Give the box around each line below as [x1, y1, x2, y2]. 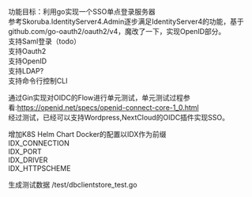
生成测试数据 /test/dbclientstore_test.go [8, 180, 137, 189]
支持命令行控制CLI [8, 76, 68, 85]
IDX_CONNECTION [8, 138, 70, 148]
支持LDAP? [8, 66, 44, 75]
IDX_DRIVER [8, 155, 48, 165]
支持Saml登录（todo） [8, 36, 81, 46]
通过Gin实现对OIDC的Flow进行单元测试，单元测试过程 [8, 93, 184, 102]
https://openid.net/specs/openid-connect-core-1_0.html [17, 103, 199, 112]
